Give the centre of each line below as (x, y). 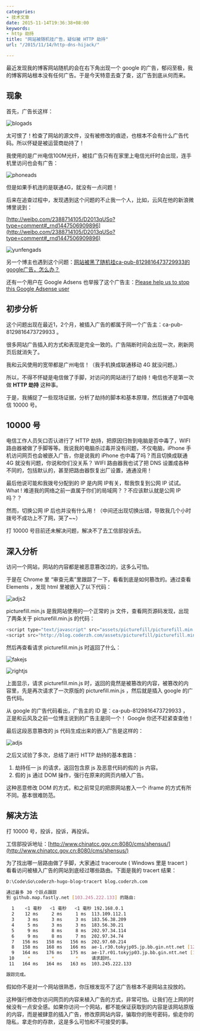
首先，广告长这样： (30, 111)
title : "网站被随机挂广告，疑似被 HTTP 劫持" (57, 39)
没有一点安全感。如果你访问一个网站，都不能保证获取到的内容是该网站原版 (102, 1007)
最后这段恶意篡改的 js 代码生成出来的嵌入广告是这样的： (75, 730)
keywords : (18, 28)
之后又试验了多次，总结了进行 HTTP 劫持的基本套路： (72, 755)
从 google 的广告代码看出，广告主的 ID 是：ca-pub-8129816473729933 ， (97, 710)
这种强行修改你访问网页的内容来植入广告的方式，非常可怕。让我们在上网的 (97, 999)
